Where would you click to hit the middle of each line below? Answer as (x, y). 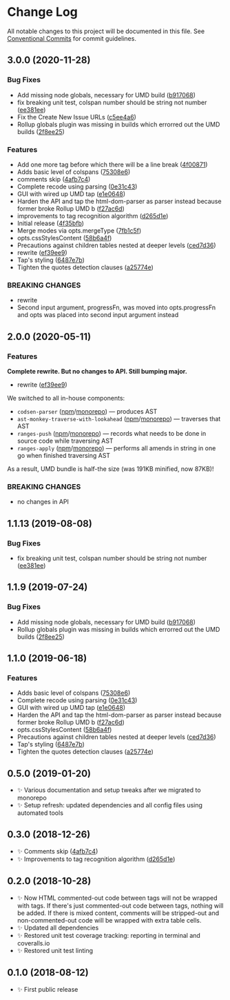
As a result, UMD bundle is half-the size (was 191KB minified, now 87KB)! (111, 469)
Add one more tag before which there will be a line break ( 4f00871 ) (112, 164)
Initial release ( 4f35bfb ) (51, 223)
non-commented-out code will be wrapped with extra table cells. (109, 920)
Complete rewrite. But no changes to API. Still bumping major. (97, 371)
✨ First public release (48, 989)
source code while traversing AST (65, 441)
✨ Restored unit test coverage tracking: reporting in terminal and (109, 935)
